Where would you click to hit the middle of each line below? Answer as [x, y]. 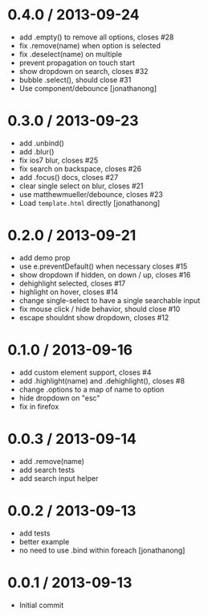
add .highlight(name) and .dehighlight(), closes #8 [102, 380]
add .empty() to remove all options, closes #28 [96, 37]
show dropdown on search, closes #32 [84, 71]
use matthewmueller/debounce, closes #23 [91, 194]
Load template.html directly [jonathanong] [90, 203]
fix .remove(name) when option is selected [90, 45]
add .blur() [37, 151]
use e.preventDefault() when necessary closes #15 [103, 266]
